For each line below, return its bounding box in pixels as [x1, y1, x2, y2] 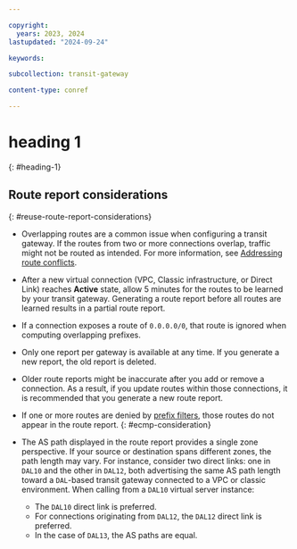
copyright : [8, 21, 49, 29]
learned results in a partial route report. [21, 303, 166, 313]
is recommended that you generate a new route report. [21, 392, 224, 403]
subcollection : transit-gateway [8, 70, 128, 79]
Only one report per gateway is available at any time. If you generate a [21, 346, 280, 357]
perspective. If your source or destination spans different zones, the [21, 445, 272, 456]
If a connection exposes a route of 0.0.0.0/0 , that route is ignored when [21, 320, 287, 330]
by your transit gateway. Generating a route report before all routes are [21, 293, 282, 304]
